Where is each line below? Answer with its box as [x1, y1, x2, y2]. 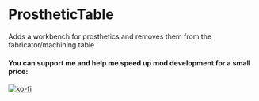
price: [8, 66, 29, 76]
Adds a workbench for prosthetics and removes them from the [8, 32, 212, 41]
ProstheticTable [8, 6, 115, 24]
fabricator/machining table [8, 39, 95, 49]
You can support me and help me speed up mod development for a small [8, 58, 251, 68]
